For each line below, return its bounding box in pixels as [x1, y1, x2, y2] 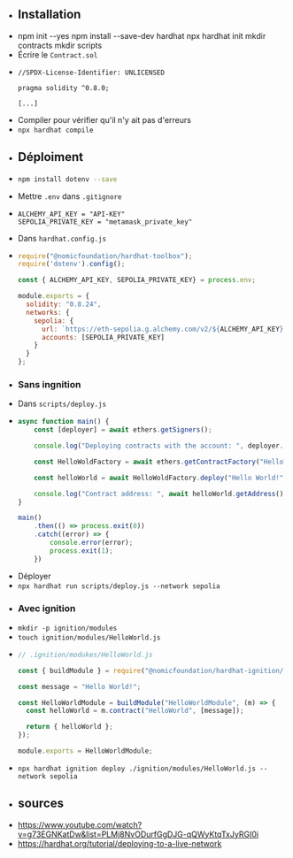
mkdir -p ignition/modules [17, 624, 118, 632]
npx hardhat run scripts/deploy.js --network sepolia [17, 581, 220, 591]
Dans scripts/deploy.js [17, 398, 107, 410]
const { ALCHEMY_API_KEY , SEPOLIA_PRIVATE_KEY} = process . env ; [17, 276, 257, 285]
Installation [17, 7, 81, 22]
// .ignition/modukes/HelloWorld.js [17, 650, 153, 659]
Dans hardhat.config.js [17, 233, 107, 243]
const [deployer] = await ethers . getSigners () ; [34, 425, 212, 434]
